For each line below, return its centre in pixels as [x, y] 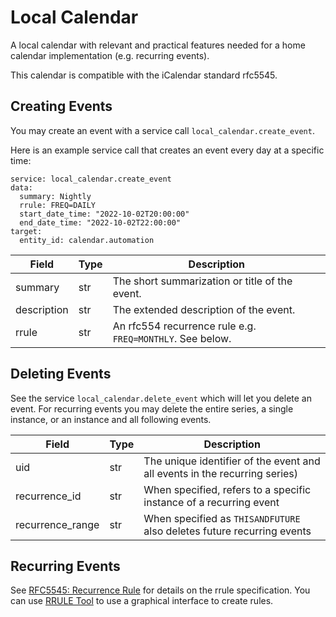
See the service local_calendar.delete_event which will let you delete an [161, 398]
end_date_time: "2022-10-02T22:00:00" [100, 222]
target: [26, 231]
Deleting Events [61, 374]
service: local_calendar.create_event [91, 179]
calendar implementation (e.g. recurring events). [110, 55]
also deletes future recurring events [227, 531]
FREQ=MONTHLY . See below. [172, 338]
